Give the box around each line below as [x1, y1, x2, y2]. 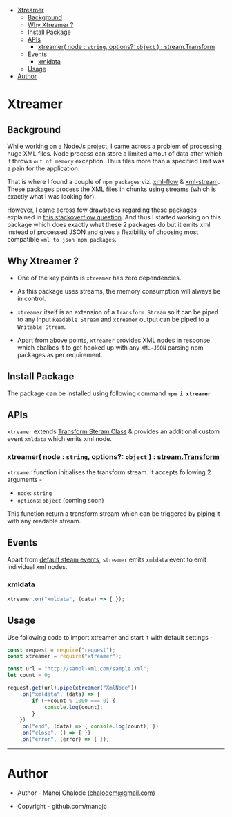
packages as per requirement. [17, 350, 104, 359]
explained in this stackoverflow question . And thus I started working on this [7, 213, 221, 221]
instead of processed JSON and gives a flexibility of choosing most [7, 228, 199, 236]
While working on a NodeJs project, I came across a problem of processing [7, 142, 222, 150]
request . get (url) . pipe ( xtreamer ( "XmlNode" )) [7, 685, 137, 692]
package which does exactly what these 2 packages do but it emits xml [7, 221, 211, 228]
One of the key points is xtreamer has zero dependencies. [17, 273, 182, 282]
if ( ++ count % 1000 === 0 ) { [32, 697, 116, 704]
